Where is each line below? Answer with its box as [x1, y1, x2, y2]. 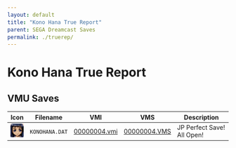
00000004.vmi [73, 127, 118, 135]
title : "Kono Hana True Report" [7, 18, 102, 26]
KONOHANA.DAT [29, 128, 68, 135]
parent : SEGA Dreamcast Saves [7, 26, 96, 33]
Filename [34, 113, 63, 121]
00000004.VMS [124, 127, 171, 135]
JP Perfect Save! [176, 123, 225, 131]
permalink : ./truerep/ [7, 34, 74, 41]
